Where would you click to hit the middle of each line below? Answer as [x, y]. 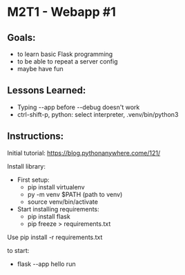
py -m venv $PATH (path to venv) [75, 194]
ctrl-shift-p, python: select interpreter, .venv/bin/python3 [98, 114]
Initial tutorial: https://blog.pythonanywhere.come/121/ [84, 153]
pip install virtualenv [56, 187]
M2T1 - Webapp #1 [61, 12]
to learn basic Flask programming [65, 54]
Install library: [27, 166]
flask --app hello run [46, 264]
